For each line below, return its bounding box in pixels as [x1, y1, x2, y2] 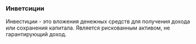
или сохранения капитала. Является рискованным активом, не [5, 24, 170, 31]
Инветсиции [5, 4, 45, 13]
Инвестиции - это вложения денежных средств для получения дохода [5, 18, 191, 25]
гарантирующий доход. [5, 31, 67, 38]
